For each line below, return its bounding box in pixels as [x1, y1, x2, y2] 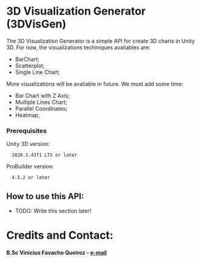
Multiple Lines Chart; [15, 98, 68, 106]
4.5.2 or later [12, 174, 50, 181]
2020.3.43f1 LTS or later [12, 152, 78, 159]
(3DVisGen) [6, 17, 67, 31]
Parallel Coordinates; [15, 105, 68, 112]
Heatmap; [15, 111, 40, 119]
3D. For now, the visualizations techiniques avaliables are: [6, 44, 151, 51]
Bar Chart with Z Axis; [15, 92, 70, 99]
